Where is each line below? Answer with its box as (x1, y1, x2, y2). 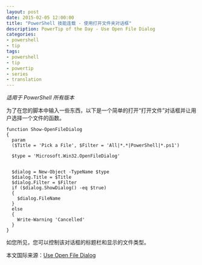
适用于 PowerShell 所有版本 (6, 94, 74, 101)
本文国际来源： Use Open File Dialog (6, 252, 96, 259)
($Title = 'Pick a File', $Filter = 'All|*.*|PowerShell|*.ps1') (11, 143, 180, 149)
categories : (6, 32, 36, 38)
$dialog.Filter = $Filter (11, 179, 77, 186)
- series (6, 71, 28, 77)
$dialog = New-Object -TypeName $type (11, 169, 110, 175)
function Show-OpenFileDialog (6, 127, 83, 133)
